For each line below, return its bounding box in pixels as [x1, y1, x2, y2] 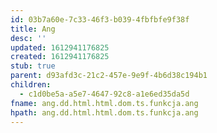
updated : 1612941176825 [10, 42, 110, 53]
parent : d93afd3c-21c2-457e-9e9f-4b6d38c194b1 [10, 71, 208, 81]
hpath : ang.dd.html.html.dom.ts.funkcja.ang [10, 107, 199, 118]
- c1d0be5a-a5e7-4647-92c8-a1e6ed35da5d [19, 89, 190, 99]
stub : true [10, 61, 56, 71]
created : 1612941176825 [10, 52, 110, 62]
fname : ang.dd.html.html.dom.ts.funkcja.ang [10, 98, 199, 108]
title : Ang [10, 24, 56, 34]
